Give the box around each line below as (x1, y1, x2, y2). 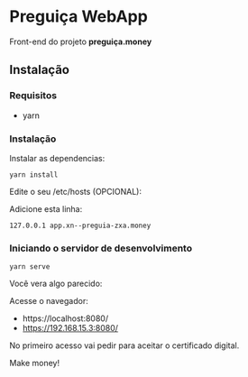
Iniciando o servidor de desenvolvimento (9, 242, 192, 254)
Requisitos (9, 89, 57, 102)
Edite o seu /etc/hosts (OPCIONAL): (9, 186, 142, 197)
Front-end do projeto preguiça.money (9, 36, 152, 47)
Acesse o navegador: (9, 296, 88, 307)
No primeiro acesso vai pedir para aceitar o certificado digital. (9, 340, 240, 351)
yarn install (9, 170, 59, 179)
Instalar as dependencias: (9, 152, 106, 163)
